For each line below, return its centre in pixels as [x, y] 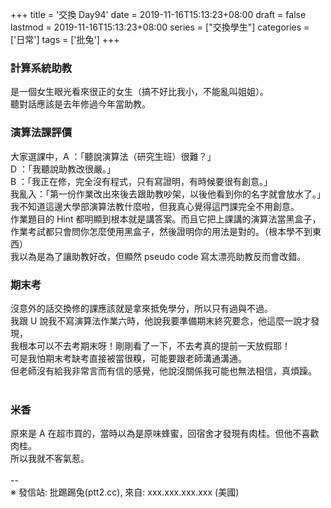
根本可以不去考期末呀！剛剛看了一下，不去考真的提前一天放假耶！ [154, 345]
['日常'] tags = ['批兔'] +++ [65, 39]
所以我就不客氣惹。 [50, 459]
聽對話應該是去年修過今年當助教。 [80, 104]
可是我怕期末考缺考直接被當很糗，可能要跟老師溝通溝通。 [128, 358]
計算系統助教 [41, 68]
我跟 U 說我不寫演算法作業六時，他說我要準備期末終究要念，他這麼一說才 [161, 320]
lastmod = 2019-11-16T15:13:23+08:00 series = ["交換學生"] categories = [160, 27]
